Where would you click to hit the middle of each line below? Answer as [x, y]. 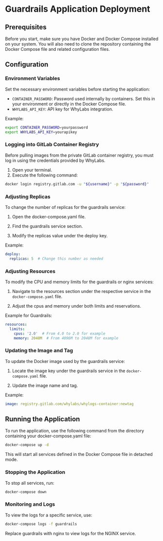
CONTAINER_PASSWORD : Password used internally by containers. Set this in [83, 98]
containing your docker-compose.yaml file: [48, 436]
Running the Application [43, 419]
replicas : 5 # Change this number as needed [56, 259]
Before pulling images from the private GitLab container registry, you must [79, 155]
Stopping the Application [35, 472]
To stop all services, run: [30, 483]
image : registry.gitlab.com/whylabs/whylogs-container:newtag [69, 404]
